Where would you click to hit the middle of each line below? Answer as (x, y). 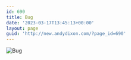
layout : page (22, 28)
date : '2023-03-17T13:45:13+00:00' (50, 23)
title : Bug (20, 17)
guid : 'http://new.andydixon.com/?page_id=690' (66, 34)
